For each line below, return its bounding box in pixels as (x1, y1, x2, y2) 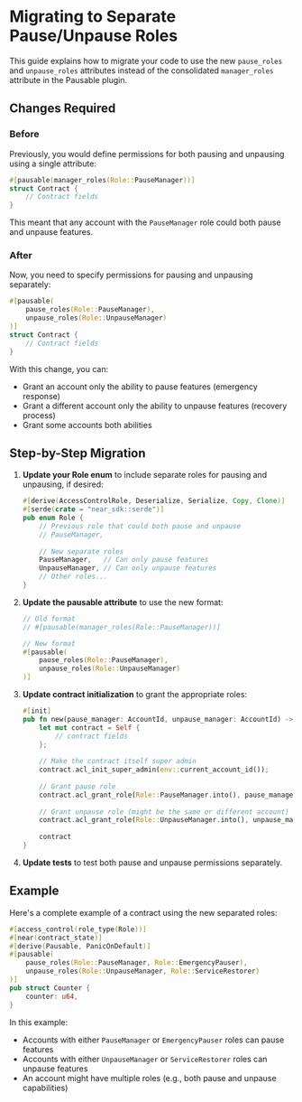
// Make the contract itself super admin (39, 757, 197, 766)
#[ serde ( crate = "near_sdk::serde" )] (22, 505, 165, 514)
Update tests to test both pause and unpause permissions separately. (22, 856, 283, 868)
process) (22, 409, 56, 421)
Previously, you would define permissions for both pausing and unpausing (9, 148, 285, 159)
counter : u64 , (25, 992, 78, 1001)
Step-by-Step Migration (9, 445, 146, 461)
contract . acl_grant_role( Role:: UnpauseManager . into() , (39, 816, 250, 825)
